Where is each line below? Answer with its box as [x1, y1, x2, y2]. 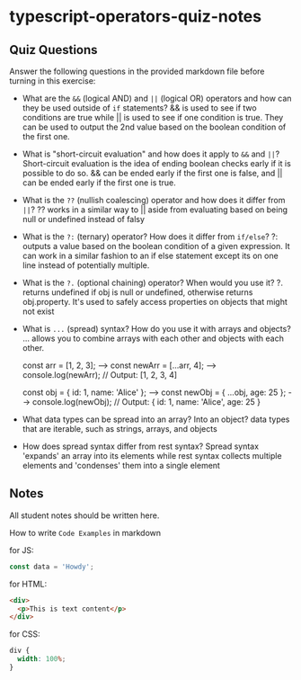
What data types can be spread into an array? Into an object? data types [22, 414, 290, 425]
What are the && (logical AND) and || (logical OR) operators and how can [22, 93, 292, 103]
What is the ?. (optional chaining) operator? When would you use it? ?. [22, 277, 283, 288]
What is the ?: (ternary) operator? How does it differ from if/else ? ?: [22, 231, 279, 242]
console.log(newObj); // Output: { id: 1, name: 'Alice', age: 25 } [32, 397, 261, 407]
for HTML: [9, 578, 48, 589]
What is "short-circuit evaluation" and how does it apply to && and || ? [22, 148, 280, 159]
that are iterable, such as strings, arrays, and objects [22, 424, 217, 434]
